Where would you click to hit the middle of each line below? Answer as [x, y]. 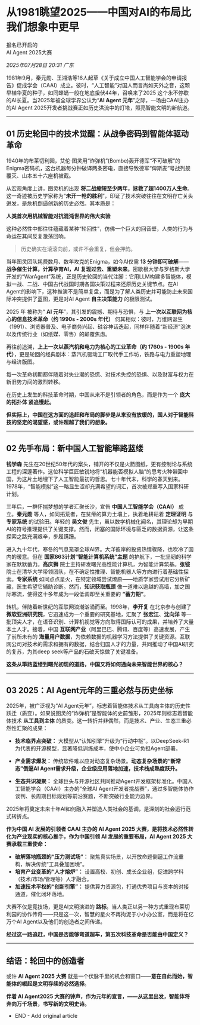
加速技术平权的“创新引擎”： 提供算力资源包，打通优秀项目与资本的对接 [102, 887]
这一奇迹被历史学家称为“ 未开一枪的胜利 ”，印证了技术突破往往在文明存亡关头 [100, 195]
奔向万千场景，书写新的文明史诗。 [48, 1004]
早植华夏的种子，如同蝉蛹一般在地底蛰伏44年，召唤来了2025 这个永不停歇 [98, 93]
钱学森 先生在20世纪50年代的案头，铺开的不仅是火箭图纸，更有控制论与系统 [99, 464]
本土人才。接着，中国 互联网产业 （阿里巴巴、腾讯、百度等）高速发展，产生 [98, 629]
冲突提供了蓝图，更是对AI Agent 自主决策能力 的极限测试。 [83, 299]
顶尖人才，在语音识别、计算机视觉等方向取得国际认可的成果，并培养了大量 [102, 622]
